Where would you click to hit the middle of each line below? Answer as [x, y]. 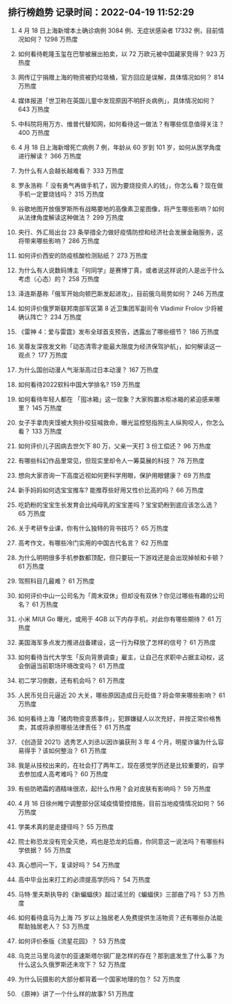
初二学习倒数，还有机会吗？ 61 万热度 [71, 680]
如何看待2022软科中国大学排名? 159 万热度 [79, 384]
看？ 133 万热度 [40, 431]
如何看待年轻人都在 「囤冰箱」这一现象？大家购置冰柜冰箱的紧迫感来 [116, 399]
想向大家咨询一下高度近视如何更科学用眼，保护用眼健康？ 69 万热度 [115, 475]
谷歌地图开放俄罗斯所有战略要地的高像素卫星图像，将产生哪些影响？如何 [121, 208]
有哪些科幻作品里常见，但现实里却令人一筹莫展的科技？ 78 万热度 [111, 460]
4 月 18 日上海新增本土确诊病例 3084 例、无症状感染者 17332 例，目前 [118, 30]
